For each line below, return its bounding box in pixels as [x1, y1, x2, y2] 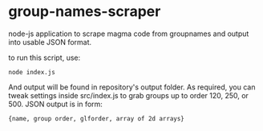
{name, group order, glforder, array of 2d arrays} [8, 114, 184, 122]
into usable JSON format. [8, 37, 92, 46]
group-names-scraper [8, 2, 161, 21]
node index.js [8, 68, 56, 76]
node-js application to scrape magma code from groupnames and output [8, 29, 249, 38]
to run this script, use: [8, 53, 81, 62]
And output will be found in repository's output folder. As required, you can [8, 82, 256, 92]
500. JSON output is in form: [8, 99, 103, 109]
